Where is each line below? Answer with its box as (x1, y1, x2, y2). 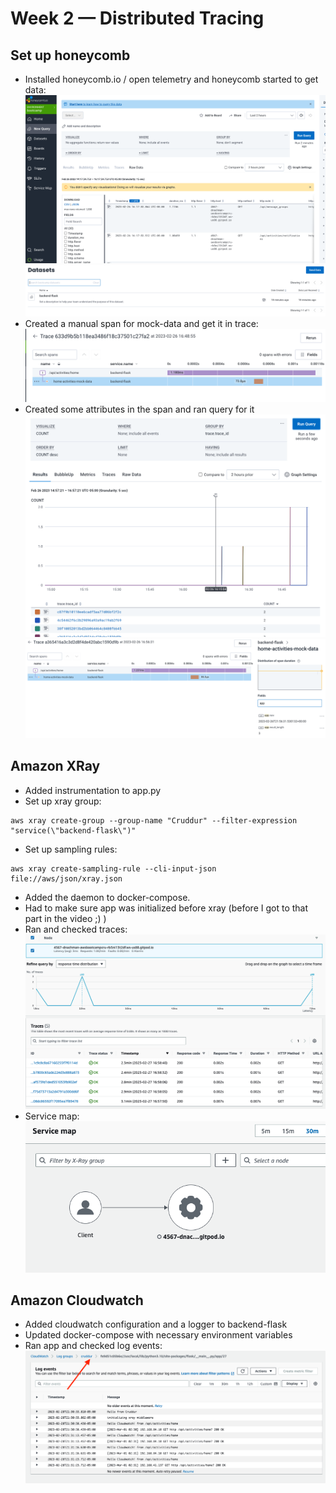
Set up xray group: (24, 795, 102, 807)
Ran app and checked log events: (24, 1340, 163, 1352)
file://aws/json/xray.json (10, 873, 123, 884)
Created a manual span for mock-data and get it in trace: (24, 318, 259, 330)
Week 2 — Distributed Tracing (10, 7, 265, 30)
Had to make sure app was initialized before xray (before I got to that (24, 902, 309, 914)
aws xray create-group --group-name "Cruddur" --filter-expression (10, 815, 298, 826)
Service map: (24, 1110, 80, 1122)
